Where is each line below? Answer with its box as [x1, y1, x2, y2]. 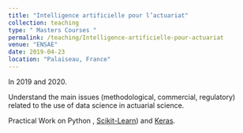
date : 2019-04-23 [8, 48, 65, 56]
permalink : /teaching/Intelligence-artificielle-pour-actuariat [8, 33, 224, 42]
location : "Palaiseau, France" [8, 56, 111, 64]
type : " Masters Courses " [8, 26, 97, 34]
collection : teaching [8, 19, 80, 27]
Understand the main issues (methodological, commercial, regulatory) [8, 92, 236, 102]
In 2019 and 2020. [8, 76, 67, 87]
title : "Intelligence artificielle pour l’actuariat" [8, 11, 189, 20]
